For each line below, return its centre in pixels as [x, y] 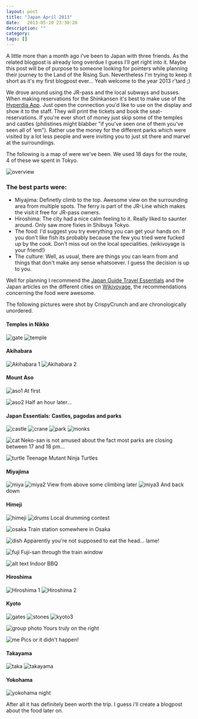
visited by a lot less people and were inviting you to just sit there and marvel [98, 136]
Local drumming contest [80, 518]
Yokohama [19, 679]
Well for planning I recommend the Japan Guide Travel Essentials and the [95, 281]
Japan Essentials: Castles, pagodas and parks [64, 416]
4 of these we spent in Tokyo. [42, 160]
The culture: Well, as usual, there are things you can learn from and [96, 256]
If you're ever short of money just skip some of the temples [111, 118]
